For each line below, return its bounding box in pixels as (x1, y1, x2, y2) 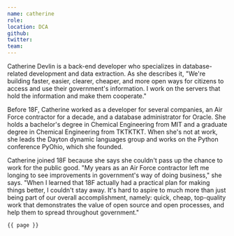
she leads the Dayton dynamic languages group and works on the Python (7, 135, 219, 144)
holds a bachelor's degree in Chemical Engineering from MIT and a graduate (7, 120, 228, 128)
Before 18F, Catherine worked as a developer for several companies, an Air (7, 106, 223, 113)
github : (7, 29, 30, 37)
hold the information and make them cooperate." (7, 92, 147, 100)
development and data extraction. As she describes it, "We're (29, 69, 206, 78)
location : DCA (7, 23, 49, 30)
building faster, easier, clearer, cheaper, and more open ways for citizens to (7, 77, 224, 85)
